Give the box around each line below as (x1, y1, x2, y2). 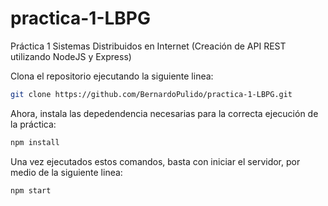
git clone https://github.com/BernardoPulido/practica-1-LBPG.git (10, 89, 293, 99)
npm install (10, 137, 60, 147)
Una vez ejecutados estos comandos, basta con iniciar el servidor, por (10, 155, 301, 167)
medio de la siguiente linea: (10, 166, 123, 178)
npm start (10, 185, 52, 196)
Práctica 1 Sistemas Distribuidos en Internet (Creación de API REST (10, 40, 287, 52)
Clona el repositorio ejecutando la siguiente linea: (10, 70, 214, 82)
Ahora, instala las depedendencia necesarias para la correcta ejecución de (10, 107, 319, 119)
